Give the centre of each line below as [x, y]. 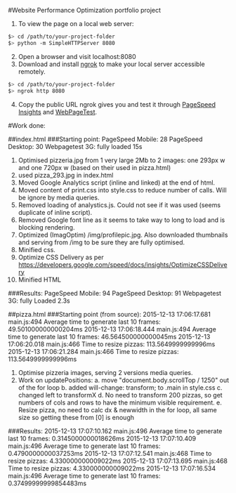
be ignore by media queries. [59, 197]
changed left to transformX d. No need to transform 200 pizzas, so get [120, 395]
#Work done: [27, 125]
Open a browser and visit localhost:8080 [77, 56]
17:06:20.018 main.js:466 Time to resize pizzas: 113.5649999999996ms [112, 344]
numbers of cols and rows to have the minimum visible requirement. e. [120, 402]
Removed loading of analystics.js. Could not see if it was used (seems [119, 205]
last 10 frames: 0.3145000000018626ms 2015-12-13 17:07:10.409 [102, 438]
